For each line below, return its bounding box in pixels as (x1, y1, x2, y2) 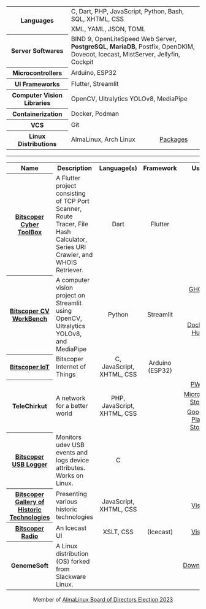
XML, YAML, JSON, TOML (71, 25, 146, 33)
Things (56, 370, 76, 378)
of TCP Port (56, 197, 90, 205)
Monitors (56, 433, 82, 441)
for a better (56, 402, 88, 410)
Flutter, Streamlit (71, 79, 119, 88)
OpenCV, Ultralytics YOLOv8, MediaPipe (71, 94, 188, 103)
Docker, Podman (71, 109, 120, 118)
